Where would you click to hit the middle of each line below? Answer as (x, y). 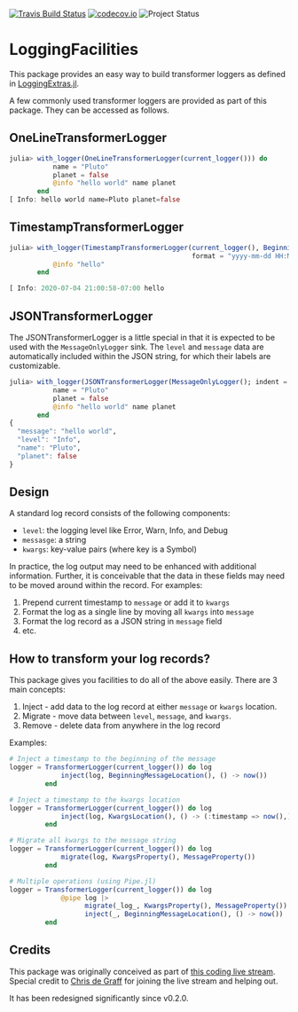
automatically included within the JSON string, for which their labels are (140, 356)
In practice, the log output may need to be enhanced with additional (133, 567)
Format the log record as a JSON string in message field (122, 622)
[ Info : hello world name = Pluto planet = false (94, 200)
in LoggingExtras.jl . (44, 83)
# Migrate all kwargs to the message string (93, 841)
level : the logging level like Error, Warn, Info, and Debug (125, 530)
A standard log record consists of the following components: (120, 514)
